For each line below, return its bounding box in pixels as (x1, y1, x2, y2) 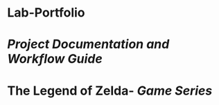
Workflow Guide (7, 51, 103, 67)
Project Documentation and (7, 37, 170, 52)
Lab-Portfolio (7, 5, 85, 21)
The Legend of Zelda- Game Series (7, 83, 213, 98)
